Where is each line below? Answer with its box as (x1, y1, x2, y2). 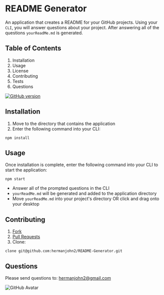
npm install (5, 135, 30, 140)
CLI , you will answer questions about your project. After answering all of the (5, 24, 160, 30)
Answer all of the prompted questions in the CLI (12, 185, 110, 191)
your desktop (12, 201, 40, 207)
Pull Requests (12, 234, 41, 240)
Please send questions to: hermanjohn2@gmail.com (5, 275, 111, 281)
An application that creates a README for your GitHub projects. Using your (5, 19, 158, 25)
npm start (5, 176, 26, 182)
